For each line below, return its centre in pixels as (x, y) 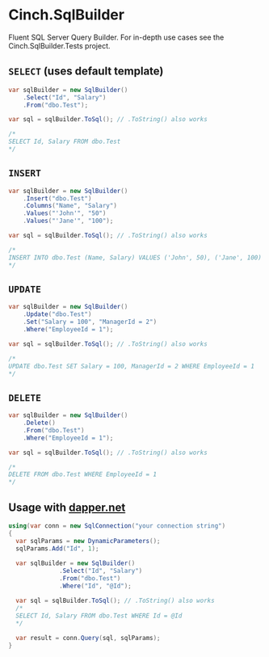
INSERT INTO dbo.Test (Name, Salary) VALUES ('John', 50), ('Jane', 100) (135, 257)
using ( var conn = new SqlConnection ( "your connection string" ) (117, 526)
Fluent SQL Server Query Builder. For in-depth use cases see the (116, 37)
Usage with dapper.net (67, 507)
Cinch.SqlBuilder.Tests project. (59, 45)
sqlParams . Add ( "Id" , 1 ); (57, 548)
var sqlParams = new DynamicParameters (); (88, 541)
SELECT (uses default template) (86, 72)
